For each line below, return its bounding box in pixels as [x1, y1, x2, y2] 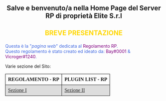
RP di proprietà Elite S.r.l [45, 12, 122, 20]
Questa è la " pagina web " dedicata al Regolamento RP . [5, 43, 118, 49]
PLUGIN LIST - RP [64, 76, 108, 82]
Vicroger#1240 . [5, 53, 37, 59]
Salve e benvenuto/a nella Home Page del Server [6, 4, 161, 12]
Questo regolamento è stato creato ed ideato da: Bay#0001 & [5, 48, 131, 54]
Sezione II [64, 87, 85, 93]
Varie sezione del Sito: [5, 63, 51, 69]
